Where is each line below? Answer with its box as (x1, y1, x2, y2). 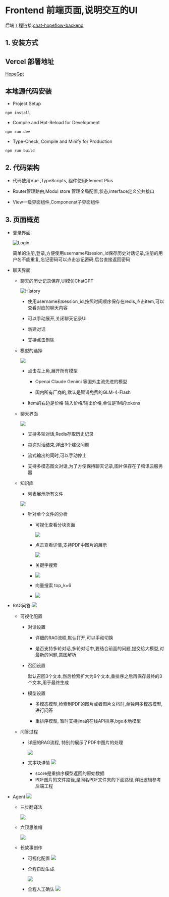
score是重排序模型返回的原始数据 (35, 770, 105, 776)
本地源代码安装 (5, 87, 52, 95)
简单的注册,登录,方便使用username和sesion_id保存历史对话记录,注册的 (12, 250, 159, 256)
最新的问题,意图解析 (35, 652, 77, 658)
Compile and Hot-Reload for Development (12, 119, 100, 125)
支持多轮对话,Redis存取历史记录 (27, 431, 94, 437)
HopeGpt (5, 71, 24, 77)
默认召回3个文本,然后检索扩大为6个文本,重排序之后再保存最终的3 (27, 673, 162, 679)
